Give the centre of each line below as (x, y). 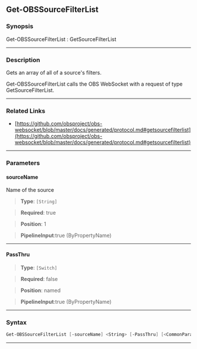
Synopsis (20, 26)
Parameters (23, 163)
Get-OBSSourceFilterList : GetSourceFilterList (61, 39)
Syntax (16, 322)
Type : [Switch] (39, 267)
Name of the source (30, 190)
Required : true (38, 213)
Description (23, 60)
